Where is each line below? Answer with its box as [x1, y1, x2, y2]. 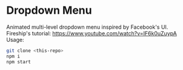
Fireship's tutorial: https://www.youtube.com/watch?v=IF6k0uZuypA [6, 29, 178, 36]
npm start [6, 59, 32, 65]
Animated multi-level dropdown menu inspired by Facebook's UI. [6, 23, 168, 31]
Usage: [6, 36, 24, 43]
